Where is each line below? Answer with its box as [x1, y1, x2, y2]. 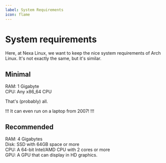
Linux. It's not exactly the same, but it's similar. [5, 56, 101, 62]
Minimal [5, 70, 31, 78]
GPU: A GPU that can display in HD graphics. [5, 152, 97, 158]
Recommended [5, 122, 54, 131]
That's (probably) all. [5, 98, 48, 104]
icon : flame [5, 12, 30, 17]
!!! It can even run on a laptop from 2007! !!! [5, 108, 94, 114]
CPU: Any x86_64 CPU [5, 89, 52, 95]
